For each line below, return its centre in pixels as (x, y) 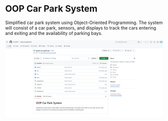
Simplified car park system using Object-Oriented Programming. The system (84, 22)
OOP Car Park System (51, 9)
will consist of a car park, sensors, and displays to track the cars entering (81, 27)
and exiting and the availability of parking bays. (54, 33)
